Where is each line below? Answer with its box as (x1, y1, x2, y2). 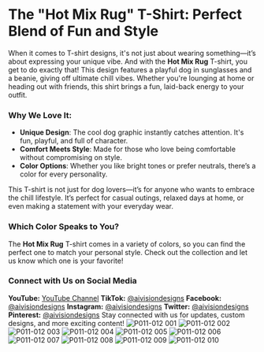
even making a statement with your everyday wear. (8, 202, 174, 211)
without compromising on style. (19, 153, 122, 162)
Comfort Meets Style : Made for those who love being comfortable (19, 144, 236, 154)
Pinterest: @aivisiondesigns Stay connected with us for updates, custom (8, 309, 246, 320)
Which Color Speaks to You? (8, 221, 120, 232)
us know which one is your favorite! (8, 256, 124, 265)
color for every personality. (19, 169, 108, 179)
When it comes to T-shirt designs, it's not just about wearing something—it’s (8, 48, 256, 57)
